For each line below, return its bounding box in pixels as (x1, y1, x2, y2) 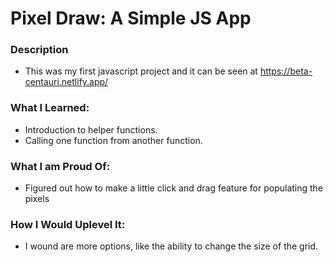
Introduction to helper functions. (24, 123, 158, 136)
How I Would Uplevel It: (10, 218, 126, 231)
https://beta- (259, 65, 313, 77)
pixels (24, 193, 50, 205)
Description (10, 43, 69, 57)
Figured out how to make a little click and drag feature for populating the (24, 182, 324, 194)
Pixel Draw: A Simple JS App (10, 7, 252, 30)
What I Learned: (10, 101, 90, 115)
